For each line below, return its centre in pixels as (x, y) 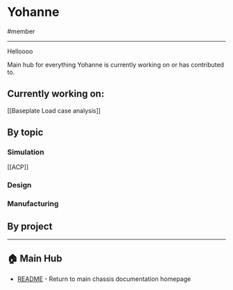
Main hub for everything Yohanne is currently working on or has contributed (115, 65)
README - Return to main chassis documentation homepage (104, 279)
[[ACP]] (18, 167)
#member (21, 31)
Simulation (26, 152)
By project (30, 226)
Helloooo (20, 51)
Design (19, 185)
